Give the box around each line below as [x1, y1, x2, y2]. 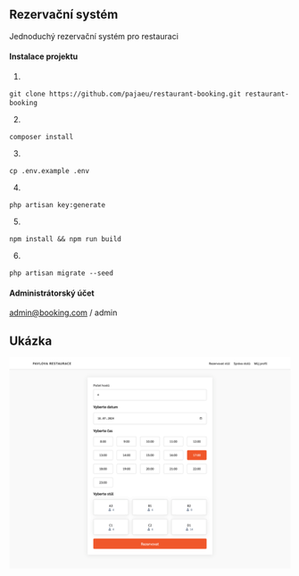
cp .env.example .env [9, 167, 90, 176]
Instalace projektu [9, 51, 79, 62]
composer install [9, 133, 74, 142]
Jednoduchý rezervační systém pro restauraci [9, 30, 179, 41]
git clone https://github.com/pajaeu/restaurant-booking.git [9, 89, 242, 99]
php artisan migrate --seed [9, 269, 114, 278]
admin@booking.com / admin [9, 307, 118, 318]
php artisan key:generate [9, 201, 105, 210]
